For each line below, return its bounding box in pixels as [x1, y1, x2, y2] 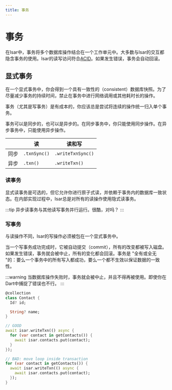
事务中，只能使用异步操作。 [9, 127, 68, 133]
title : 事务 [5, 7, 29, 13]
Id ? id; [10, 300, 27, 305]
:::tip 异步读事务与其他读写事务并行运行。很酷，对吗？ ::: [5, 207, 124, 213]
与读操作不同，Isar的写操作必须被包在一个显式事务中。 [5, 233, 121, 239]
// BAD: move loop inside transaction [5, 356, 88, 361]
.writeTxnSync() [54, 151, 94, 156]
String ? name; [10, 309, 40, 314]
